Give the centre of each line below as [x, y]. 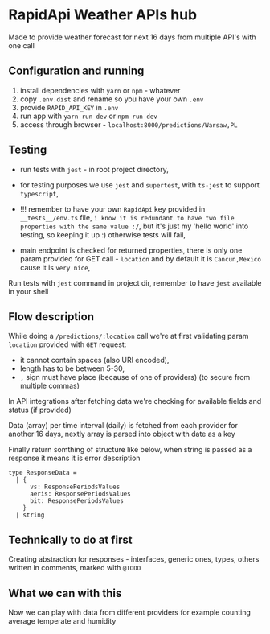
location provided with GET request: [67, 344]
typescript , [39, 193]
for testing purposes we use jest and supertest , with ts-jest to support [139, 185]
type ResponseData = [43, 473]
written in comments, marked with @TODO [75, 568]
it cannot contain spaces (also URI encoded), [94, 360]
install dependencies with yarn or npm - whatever [100, 90]
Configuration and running [76, 71]
